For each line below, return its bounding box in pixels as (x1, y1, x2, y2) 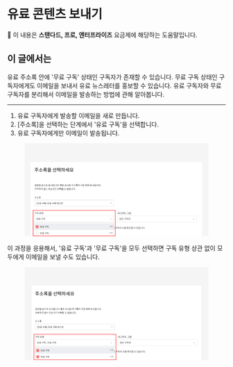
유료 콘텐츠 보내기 (7, 6, 103, 22)
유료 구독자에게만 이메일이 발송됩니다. (17, 129, 120, 137)
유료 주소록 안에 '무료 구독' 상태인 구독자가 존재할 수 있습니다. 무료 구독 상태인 (7, 72, 218, 81)
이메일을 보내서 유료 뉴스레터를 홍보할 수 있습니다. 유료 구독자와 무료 (37, 81, 222, 90)
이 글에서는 (7, 53, 52, 65)
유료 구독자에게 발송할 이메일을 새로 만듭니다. (17, 111, 140, 120)
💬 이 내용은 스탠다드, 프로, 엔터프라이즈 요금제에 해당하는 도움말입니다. (7, 31, 198, 39)
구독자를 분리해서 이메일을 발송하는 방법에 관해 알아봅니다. (7, 90, 165, 98)
